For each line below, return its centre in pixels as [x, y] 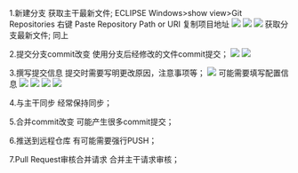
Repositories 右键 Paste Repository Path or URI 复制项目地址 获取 [145, 24]
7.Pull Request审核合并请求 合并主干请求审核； [95, 159]
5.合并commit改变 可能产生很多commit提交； [92, 122]
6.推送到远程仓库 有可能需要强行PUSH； [83, 141]
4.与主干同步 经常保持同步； [61, 103]
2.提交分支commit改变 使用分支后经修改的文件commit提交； [119, 54]
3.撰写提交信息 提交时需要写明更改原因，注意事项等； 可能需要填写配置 [145, 73]
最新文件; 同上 [43, 35]
